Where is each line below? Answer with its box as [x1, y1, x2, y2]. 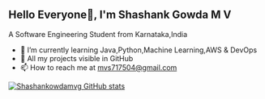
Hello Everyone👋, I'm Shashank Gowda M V [8, 8, 232, 22]
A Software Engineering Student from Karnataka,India [8, 29, 188, 39]
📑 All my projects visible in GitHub [19, 53, 134, 63]
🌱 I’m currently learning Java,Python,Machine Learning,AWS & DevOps [19, 45, 258, 55]
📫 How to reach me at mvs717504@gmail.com [19, 62, 177, 72]
